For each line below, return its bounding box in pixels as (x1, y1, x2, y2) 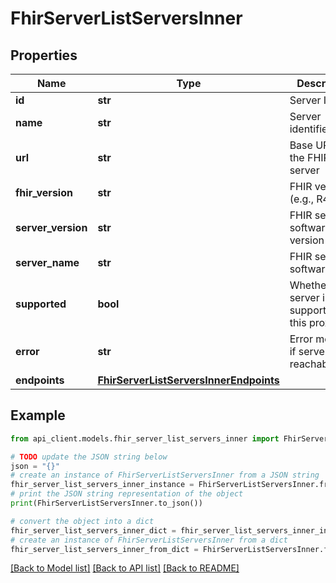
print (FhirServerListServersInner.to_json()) (10, 498, 203, 509)
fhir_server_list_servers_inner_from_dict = (10, 544, 199, 554)
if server (289, 345, 329, 358)
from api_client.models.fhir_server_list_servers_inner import (10, 433, 280, 444)
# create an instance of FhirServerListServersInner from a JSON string (10, 470, 320, 481)
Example (10, 407, 66, 424)
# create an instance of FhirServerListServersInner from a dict (10, 535, 288, 545)
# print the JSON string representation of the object (10, 489, 244, 499)
